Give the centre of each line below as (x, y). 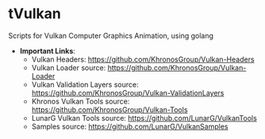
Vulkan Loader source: (69, 67)
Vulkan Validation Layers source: (85, 85)
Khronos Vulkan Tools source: (81, 101)
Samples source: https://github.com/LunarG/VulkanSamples (130, 126)
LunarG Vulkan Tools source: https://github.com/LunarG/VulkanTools (144, 118)
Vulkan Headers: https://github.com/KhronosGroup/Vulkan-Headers (143, 59)
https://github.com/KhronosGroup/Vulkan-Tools (109, 109)
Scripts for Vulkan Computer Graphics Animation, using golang (111, 36)
